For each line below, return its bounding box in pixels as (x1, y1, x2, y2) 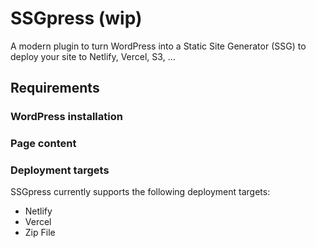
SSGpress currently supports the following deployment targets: (10, 186, 271, 198)
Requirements (10, 80, 100, 97)
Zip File (24, 227, 56, 239)
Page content (10, 137, 77, 151)
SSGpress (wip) (10, 7, 143, 30)
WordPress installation (10, 110, 123, 124)
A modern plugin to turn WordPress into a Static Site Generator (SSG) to (10, 40, 307, 52)
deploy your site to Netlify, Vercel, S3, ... (10, 50, 176, 62)
